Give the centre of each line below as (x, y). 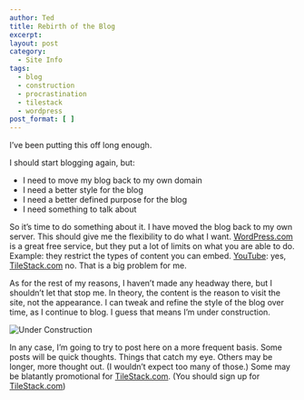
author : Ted (32, 18)
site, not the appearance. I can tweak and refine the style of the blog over (147, 303)
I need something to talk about (79, 209)
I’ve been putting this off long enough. (81, 145)
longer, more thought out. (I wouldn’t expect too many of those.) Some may (150, 367)
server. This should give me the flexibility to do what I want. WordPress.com (151, 236)
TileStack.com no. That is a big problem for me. (98, 265)
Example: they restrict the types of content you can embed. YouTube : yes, (148, 256)
